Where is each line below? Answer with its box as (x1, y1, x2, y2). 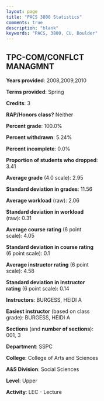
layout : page (6, 8, 38, 15)
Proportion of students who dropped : (6, 156, 98, 163)
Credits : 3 (6, 99, 31, 106)
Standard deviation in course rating (6, 243, 94, 250)
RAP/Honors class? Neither (6, 111, 74, 118)
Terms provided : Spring (6, 88, 64, 95)
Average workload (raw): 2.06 (6, 197, 80, 204)
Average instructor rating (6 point (6, 261, 89, 268)
